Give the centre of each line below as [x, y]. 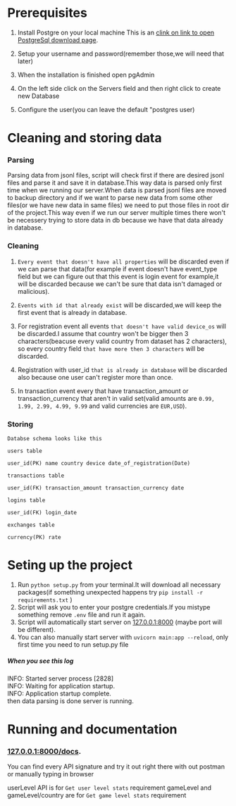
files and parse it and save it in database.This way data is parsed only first [115, 183]
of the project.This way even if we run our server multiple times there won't [117, 213]
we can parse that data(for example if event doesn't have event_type [117, 268]
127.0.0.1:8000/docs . [44, 752]
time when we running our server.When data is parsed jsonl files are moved [117, 190]
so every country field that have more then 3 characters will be [111, 348]
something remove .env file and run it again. [81, 614]
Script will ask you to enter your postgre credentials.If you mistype [114, 607]
